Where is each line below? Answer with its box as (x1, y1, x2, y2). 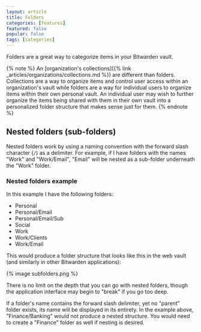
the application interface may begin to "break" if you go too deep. (6, 288, 169, 295)
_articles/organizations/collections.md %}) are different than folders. (6, 71, 176, 78)
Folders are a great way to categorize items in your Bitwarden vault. (6, 53, 174, 60)
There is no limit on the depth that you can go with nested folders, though (6, 282, 188, 289)
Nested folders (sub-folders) (6, 127, 116, 137)
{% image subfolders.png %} (6, 270, 79, 277)
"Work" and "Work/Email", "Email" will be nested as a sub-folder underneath (6, 155, 195, 163)
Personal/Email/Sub (14, 215, 64, 222)
